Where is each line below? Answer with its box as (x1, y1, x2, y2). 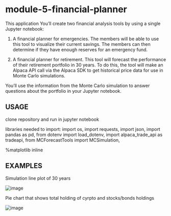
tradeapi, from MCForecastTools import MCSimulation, (5, 137, 120, 143)
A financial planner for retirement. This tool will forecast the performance (12, 56, 166, 62)
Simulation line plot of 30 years (5, 175, 71, 181)
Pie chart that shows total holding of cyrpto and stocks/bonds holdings (5, 195, 155, 201)
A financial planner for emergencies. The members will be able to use (12, 36, 159, 42)
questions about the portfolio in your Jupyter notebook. (5, 88, 121, 94)
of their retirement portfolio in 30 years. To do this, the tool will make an (12, 62, 163, 68)
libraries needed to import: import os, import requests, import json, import (5, 126, 161, 132)
